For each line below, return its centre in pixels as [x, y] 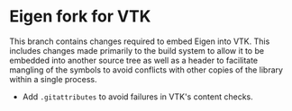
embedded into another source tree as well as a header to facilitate [134, 60]
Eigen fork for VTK [80, 17]
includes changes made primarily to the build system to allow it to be [137, 50]
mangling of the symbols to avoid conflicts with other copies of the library [146, 70]
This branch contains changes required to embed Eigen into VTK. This [140, 41]
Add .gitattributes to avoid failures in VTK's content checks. [138, 97]
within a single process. [53, 79]
